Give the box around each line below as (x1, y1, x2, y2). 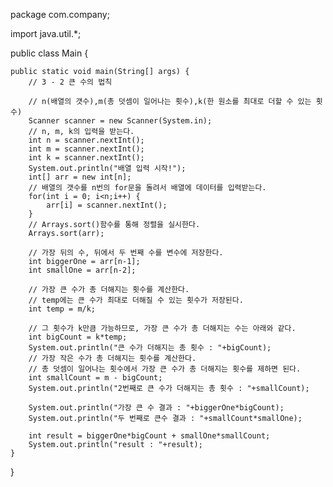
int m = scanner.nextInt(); (28, 144, 145, 154)
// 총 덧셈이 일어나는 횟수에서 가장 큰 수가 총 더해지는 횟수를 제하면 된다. (28, 364, 302, 374)
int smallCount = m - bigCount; (28, 373, 163, 383)
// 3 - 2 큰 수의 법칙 (28, 77, 113, 87)
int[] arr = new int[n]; (28, 172, 132, 182)
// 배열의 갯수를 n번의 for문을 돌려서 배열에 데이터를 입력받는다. (28, 183, 267, 193)
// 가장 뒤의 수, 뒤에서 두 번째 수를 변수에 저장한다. (28, 248, 224, 258)
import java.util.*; (10, 28, 82, 39)
